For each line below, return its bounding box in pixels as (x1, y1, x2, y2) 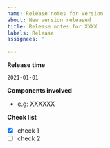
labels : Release (7, 29, 54, 37)
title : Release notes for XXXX (7, 23, 98, 30)
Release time (7, 61, 46, 69)
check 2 (17, 134, 41, 142)
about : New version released (7, 17, 91, 24)
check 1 (17, 127, 39, 135)
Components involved (7, 86, 73, 95)
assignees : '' (7, 36, 48, 43)
